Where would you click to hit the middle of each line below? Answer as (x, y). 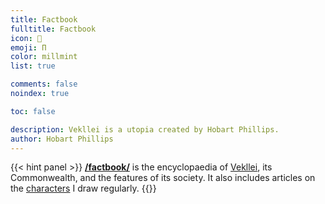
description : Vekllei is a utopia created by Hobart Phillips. (145, 129)
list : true (33, 66)
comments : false (44, 84)
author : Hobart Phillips (62, 139)
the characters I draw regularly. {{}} (83, 188)
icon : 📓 (26, 38)
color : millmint (44, 57)
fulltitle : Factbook (53, 29)
